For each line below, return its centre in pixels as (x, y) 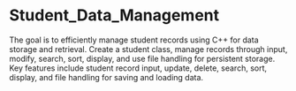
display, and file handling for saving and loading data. (106, 77)
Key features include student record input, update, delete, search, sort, (138, 68)
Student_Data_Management (114, 15)
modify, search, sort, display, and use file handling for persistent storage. (142, 58)
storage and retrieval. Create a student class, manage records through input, (148, 49)
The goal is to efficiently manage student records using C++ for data (134, 40)
